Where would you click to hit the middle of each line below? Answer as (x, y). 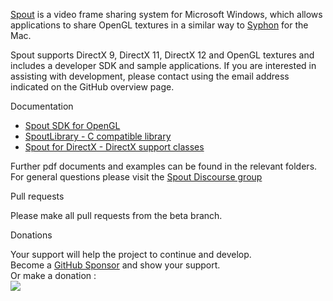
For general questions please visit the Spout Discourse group (136, 177)
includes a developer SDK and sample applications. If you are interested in (163, 65)
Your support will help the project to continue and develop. (131, 254)
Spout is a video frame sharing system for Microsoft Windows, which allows (166, 14)
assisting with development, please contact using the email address (150, 76)
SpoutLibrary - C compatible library (98, 136)
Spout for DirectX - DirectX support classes (114, 147)
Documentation (42, 106)
